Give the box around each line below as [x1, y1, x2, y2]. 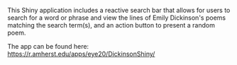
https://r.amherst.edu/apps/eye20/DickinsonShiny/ [7, 49, 155, 58]
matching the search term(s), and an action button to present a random [7, 21, 215, 29]
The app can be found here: [7, 42, 89, 50]
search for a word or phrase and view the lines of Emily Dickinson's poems [7, 13, 226, 22]
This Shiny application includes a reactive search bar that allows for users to [7, 6, 231, 14]
